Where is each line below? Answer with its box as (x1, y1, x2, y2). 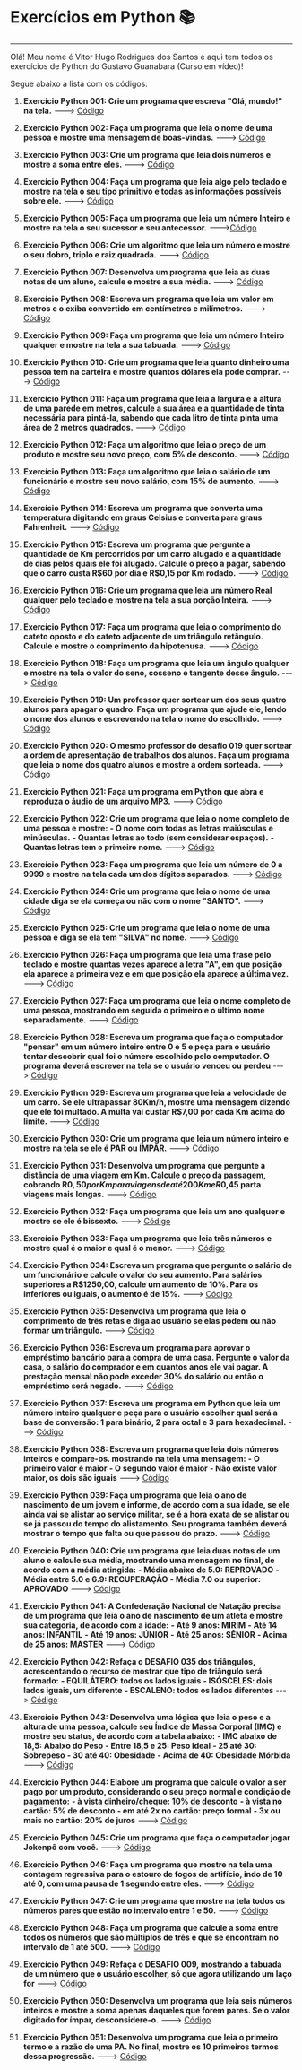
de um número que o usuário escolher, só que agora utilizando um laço (22, 1968, 292, 1979)
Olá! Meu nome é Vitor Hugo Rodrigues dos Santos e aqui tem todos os (10, 51, 274, 62)
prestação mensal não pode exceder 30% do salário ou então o (22, 1370, 263, 1381)
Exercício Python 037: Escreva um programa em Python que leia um (22, 1397, 281, 1408)
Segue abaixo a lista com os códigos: (10, 78, 149, 89)
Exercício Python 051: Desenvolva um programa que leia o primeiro (22, 2031, 279, 2042)
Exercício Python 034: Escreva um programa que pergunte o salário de (22, 1259, 293, 1270)
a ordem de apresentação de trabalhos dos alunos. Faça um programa (22, 750, 289, 761)
